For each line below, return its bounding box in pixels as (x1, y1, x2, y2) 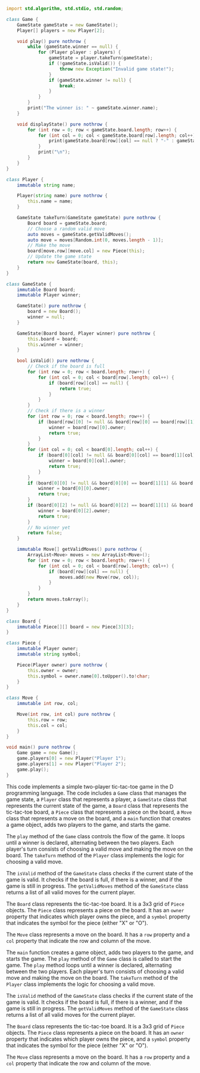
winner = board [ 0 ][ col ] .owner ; (48, 458, 127, 464)
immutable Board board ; (17, 287, 76, 293)
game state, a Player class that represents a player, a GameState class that (6, 795, 187, 803)
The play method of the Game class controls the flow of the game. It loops (6, 832, 185, 839)
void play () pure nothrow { (17, 38, 86, 44)
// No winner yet (27, 525, 70, 531)
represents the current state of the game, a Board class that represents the (6, 802, 189, 809)
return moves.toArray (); (27, 596, 89, 602)
